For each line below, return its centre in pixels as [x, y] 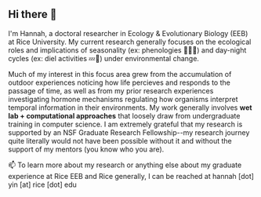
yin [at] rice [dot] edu [42, 184]
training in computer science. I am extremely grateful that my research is [125, 124]
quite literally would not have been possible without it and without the [120, 140]
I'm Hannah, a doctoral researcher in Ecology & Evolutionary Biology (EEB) [128, 33]
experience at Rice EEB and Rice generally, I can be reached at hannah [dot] [131, 176]
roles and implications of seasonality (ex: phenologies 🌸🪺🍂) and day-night [127, 50]
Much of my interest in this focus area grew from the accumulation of [120, 74]
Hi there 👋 [33, 15]
